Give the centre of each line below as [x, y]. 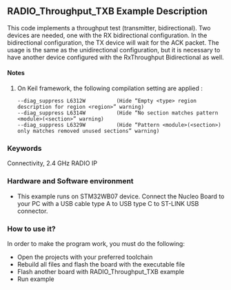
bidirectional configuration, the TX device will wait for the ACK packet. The [113, 42]
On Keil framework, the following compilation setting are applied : [110, 88]
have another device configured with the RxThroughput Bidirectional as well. [115, 57]
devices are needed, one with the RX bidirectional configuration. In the [107, 35]
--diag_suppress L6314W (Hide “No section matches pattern [118, 113]
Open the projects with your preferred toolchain [85, 257]
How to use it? [32, 229]
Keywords [24, 148]
